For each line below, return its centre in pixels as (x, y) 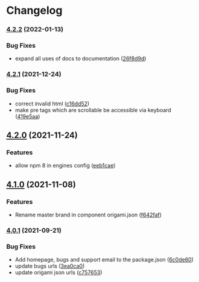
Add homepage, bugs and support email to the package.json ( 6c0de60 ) (104, 260)
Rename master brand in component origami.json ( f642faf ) (88, 215)
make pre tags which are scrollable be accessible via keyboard (93, 110)
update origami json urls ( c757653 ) (58, 272)
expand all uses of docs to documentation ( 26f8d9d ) (81, 58)
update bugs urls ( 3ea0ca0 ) (50, 266)
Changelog (34, 11)
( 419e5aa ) (27, 116)
